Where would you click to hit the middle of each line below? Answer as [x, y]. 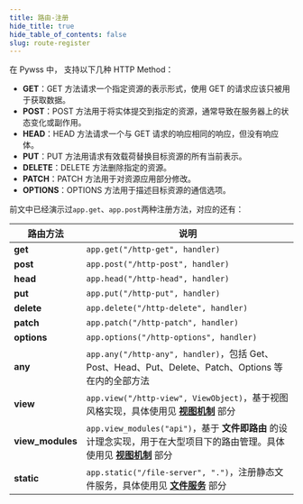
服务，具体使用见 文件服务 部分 [161, 486]
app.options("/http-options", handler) [172, 338]
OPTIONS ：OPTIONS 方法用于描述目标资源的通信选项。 [127, 190]
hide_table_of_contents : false [68, 34]
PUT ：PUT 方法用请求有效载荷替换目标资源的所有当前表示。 [134, 156]
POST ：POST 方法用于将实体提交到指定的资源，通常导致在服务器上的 [151, 111]
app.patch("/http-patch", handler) [162, 323]
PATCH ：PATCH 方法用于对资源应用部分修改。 [109, 179]
